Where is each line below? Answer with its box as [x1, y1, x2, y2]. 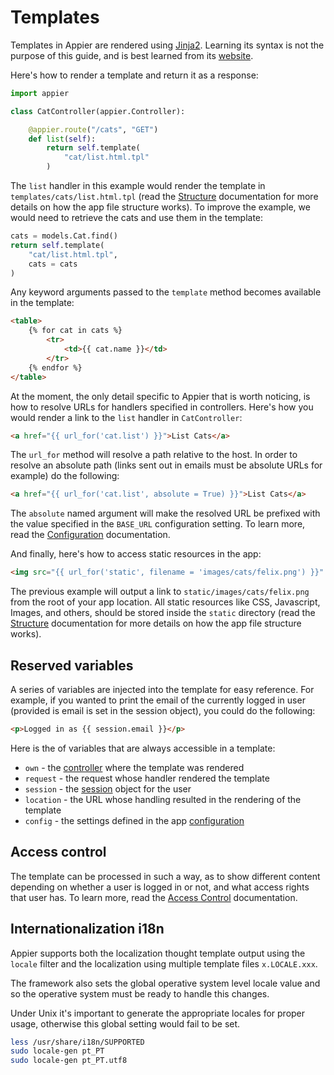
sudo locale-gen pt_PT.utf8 [10, 1056, 128, 1066]
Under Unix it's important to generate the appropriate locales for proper [10, 1007, 306, 1019]
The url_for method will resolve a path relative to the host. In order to [10, 449, 298, 461]
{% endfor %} [28, 362, 83, 373]
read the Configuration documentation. [10, 529, 171, 541]
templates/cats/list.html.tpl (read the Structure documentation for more [10, 191, 319, 203]
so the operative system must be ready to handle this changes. [10, 987, 270, 1000]
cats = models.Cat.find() [10, 231, 118, 241]
